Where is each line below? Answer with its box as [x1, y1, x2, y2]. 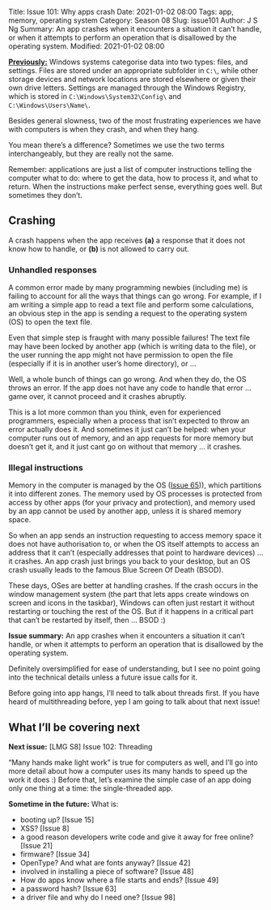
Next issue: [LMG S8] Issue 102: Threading [8, 742, 153, 752]
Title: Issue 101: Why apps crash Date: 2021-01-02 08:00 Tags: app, [8, 7, 235, 16]
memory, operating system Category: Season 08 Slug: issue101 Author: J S [8, 15, 258, 25]
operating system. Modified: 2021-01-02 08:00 [8, 41, 165, 51]
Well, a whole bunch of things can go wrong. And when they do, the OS [8, 375, 247, 384]
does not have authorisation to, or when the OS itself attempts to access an [8, 539, 260, 549]
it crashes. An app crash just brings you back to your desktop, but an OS [8, 556, 251, 566]
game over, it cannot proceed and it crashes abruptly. [8, 392, 187, 401]
